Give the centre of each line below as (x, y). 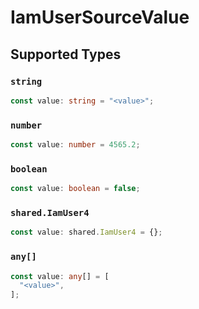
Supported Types (66, 54)
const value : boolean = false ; (75, 189)
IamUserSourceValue (100, 17)
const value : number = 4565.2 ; (75, 145)
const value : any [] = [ (60, 276)
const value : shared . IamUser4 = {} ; (86, 232)
